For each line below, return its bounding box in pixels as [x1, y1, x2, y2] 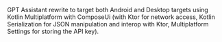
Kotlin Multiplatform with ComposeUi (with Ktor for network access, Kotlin [7, 13, 216, 21]
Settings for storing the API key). [7, 27, 99, 35]
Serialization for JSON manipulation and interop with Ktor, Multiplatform [7, 20, 209, 28]
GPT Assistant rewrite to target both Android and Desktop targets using [7, 6, 209, 14]
